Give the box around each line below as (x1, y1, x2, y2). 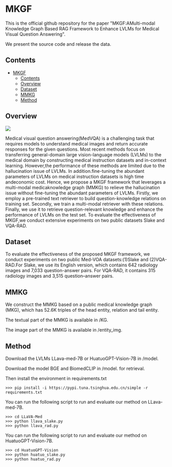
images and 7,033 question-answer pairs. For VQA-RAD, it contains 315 (5, 267, 156, 274)
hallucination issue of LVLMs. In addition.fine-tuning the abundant (5, 168, 145, 174)
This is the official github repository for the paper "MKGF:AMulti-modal (5, 20, 156, 26)
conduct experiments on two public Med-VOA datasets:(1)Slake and (5, 257, 149, 263)
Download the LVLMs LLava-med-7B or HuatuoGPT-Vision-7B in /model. (5, 355, 159, 362)
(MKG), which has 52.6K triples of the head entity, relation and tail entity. (5, 307, 159, 313)
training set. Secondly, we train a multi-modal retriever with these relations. (5, 201, 164, 207)
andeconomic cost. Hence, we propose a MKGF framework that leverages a (5, 178, 166, 185)
